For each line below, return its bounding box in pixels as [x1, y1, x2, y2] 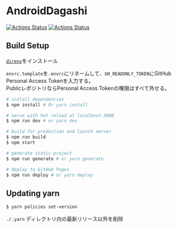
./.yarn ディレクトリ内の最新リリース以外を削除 [6, 216, 123, 223]
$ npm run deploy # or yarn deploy [6, 172, 93, 178]
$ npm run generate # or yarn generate [6, 155, 104, 162]
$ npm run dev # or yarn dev [6, 118, 78, 124]
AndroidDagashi [6, 4, 88, 18]
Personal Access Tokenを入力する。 [6, 77, 94, 84]
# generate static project [6, 150, 72, 156]
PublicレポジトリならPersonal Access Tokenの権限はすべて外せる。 [6, 84, 171, 92]
